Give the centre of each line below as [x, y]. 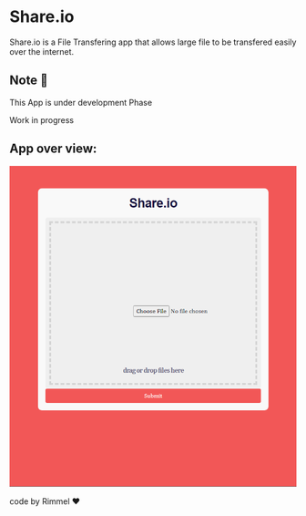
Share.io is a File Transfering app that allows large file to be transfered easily [153, 42]
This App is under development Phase [81, 102]
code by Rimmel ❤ [45, 501]
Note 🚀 [29, 81]
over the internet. [42, 51]
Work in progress [42, 119]
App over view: [53, 149]
